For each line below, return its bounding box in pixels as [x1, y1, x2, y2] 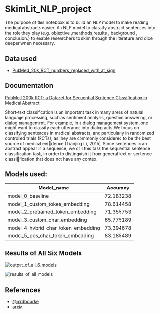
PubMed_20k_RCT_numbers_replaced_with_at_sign [12, 67, 116, 73]
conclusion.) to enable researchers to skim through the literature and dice [5, 35, 153, 41]
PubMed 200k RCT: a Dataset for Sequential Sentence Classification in [5, 94, 147, 101]
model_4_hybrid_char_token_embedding [7, 225, 100, 231]
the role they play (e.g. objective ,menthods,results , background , [5, 30, 138, 36]
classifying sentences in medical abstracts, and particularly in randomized [5, 130, 155, 136]
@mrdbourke [12, 299, 39, 304]
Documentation [5, 82, 54, 90]
